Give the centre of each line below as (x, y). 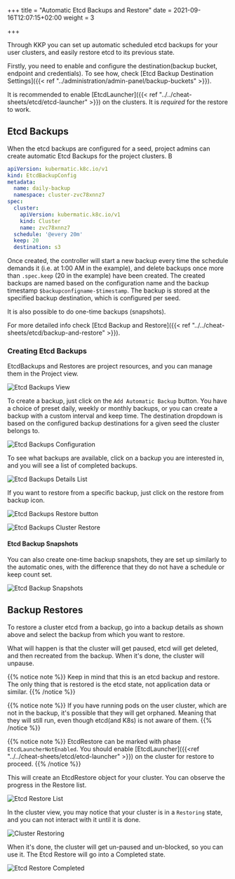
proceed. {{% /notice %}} (44, 764)
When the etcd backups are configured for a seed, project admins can (109, 148)
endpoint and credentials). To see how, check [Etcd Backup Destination (110, 73)
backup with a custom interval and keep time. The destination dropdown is (115, 416)
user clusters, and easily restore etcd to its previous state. (91, 52)
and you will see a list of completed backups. (73, 466)
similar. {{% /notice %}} (41, 691)
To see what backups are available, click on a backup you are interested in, (116, 458)
